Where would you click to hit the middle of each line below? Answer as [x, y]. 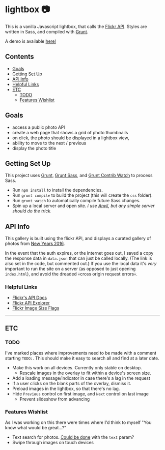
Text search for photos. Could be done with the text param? [73, 437]
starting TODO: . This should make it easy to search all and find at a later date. [82, 358]
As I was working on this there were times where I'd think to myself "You [78, 422]
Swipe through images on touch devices [53, 443]
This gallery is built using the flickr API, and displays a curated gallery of [78, 239]
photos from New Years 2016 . [35, 243]
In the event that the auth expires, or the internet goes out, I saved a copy [79, 253]
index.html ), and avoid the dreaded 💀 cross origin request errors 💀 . [71, 274]
